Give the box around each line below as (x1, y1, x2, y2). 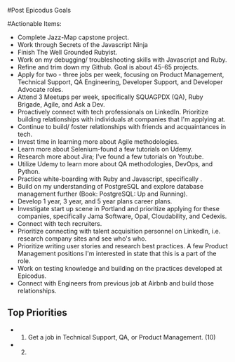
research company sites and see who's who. (17, 234, 147, 243)
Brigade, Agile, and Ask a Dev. (17, 100, 105, 108)
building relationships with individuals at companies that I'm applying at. (17, 115, 226, 123)
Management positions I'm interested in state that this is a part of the (17, 249, 217, 257)
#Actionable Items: (7, 20, 62, 27)
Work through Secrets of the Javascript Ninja (17, 41, 149, 48)
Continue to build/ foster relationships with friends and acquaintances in (17, 123, 227, 130)
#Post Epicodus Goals (7, 6, 72, 14)
